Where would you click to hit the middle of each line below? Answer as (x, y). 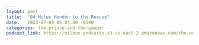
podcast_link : (24, 33)
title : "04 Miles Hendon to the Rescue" (58, 17)
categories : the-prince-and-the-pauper (55, 28)
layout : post (22, 11)
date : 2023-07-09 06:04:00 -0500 (50, 22)
